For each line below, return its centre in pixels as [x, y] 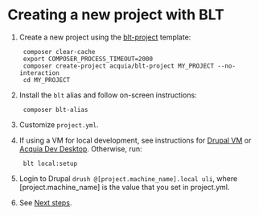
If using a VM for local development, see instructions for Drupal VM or [135, 140]
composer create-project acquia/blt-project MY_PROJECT [119, 66]
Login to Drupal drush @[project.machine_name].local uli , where [128, 178]
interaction [39, 73]
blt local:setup [50, 163]
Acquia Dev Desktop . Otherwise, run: [80, 149]
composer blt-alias [55, 110]
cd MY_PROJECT [47, 80]
